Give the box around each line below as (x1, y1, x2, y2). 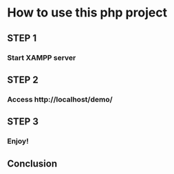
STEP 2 (7, 74, 39, 85)
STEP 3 (7, 116, 39, 128)
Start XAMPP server (7, 53, 76, 63)
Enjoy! (7, 136, 29, 146)
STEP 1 (7, 32, 37, 44)
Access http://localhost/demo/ (7, 94, 113, 104)
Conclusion (7, 157, 58, 169)
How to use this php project (7, 5, 167, 21)
